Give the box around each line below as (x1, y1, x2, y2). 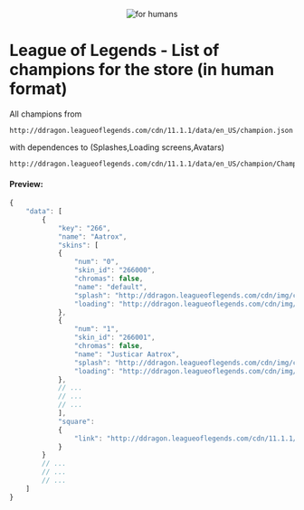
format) (9, 79, 68, 99)
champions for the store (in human (9, 60, 274, 80)
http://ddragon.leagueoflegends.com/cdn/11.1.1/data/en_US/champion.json (9, 126, 294, 135)
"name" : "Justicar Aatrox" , (73, 349, 180, 359)
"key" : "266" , (57, 223, 111, 232)
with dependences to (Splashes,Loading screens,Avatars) (9, 141, 224, 153)
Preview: (9, 178, 43, 189)
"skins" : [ (57, 241, 100, 250)
